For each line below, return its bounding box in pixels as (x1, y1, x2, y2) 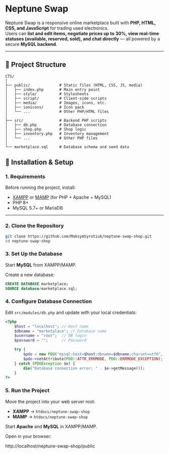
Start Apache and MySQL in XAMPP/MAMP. (5, 423, 98, 429)
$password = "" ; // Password (14, 338, 87, 343)
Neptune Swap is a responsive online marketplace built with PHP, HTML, (5, 20, 156, 26)
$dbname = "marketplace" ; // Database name (14, 329, 107, 334)
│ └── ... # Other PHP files (5, 136, 98, 141)
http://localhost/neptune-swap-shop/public (5, 443, 96, 449)
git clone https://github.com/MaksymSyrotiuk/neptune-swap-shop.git (5, 234, 152, 239)
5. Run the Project (5, 387, 50, 394)
